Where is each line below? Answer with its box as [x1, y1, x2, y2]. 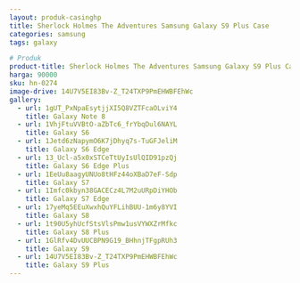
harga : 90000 [9, 70, 58, 80]
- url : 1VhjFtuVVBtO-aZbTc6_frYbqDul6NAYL [17, 120, 178, 129]
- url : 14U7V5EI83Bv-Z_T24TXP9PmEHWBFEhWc [17, 253, 178, 262]
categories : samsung [9, 29, 87, 38]
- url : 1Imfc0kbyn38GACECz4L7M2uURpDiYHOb [17, 186, 178, 196]
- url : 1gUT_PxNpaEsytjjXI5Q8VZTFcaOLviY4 [17, 103, 178, 112]
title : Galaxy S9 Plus [25, 261, 110, 270]
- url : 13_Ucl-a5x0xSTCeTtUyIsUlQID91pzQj [17, 153, 178, 162]
